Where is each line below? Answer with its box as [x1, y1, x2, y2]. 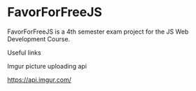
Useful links [7, 48, 41, 57]
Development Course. [7, 34, 71, 43]
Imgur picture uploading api [7, 62, 87, 70]
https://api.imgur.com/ [7, 75, 72, 84]
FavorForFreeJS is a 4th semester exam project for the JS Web [7, 27, 189, 36]
